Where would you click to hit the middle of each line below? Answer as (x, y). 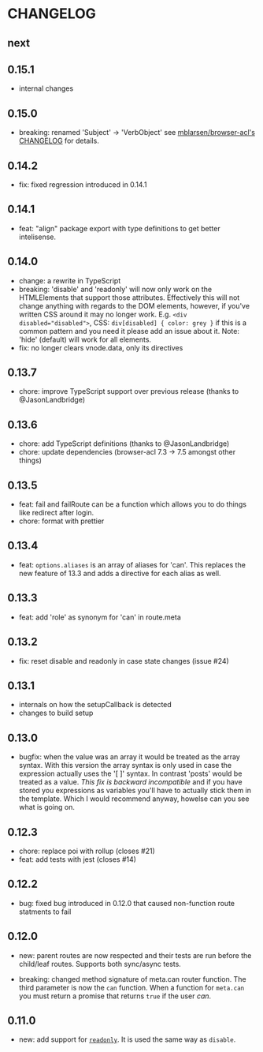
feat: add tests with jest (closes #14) (78, 859)
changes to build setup (56, 713)
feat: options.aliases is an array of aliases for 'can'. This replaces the (132, 564)
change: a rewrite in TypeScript (70, 280)
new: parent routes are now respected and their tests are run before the (135, 955)
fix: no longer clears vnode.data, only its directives (101, 347)
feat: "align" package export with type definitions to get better (120, 228)
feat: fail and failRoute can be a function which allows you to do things (133, 504)
